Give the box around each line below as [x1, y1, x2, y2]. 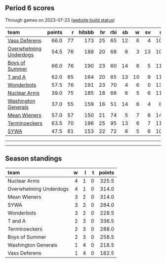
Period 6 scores [5, 4, 55, 12]
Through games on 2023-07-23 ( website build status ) [5, 17, 115, 23]
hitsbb [78, 29, 94, 36]
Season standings [5, 154, 62, 163]
